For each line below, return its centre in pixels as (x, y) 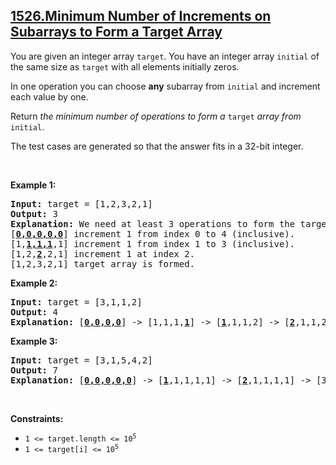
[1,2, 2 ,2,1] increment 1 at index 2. (103, 253)
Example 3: (34, 341)
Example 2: (34, 283)
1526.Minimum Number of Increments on (141, 16)
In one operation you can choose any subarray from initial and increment (165, 86)
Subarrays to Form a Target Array (116, 32)
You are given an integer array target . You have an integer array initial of (165, 56)
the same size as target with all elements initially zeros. (125, 66)
